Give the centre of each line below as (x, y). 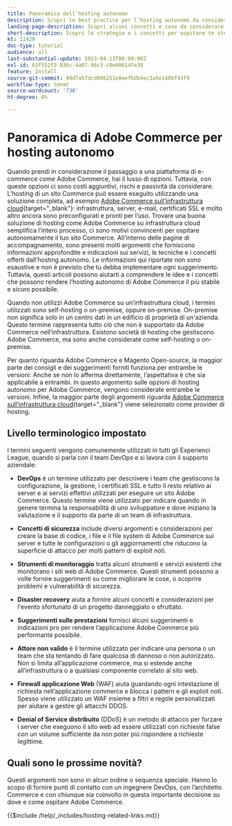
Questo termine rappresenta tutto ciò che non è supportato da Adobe (106, 324)
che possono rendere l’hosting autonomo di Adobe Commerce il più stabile (114, 282)
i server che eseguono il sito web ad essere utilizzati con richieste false (119, 726)
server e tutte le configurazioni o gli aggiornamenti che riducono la (112, 543)
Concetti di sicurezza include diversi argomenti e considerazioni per (115, 528)
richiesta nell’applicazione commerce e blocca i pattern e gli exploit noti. (120, 691)
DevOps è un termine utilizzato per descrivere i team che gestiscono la (118, 478)
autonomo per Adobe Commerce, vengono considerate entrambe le (104, 389)
